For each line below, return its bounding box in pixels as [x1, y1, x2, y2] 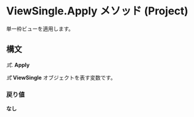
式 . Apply [6, 61, 30, 68]
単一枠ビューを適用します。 [6, 25, 74, 32]
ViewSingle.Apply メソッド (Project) [6, 4, 189, 18]
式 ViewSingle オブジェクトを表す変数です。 [6, 74, 116, 81]
